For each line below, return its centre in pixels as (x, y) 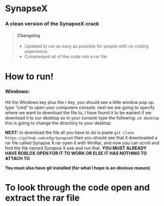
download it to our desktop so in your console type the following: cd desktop (82, 118)
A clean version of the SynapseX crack (52, 24)
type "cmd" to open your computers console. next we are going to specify (80, 107)
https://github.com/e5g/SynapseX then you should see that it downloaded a (81, 138)
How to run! (29, 76)
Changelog (29, 35)
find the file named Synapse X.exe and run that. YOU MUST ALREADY (76, 148)
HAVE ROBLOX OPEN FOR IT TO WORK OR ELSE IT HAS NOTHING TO (76, 153)
